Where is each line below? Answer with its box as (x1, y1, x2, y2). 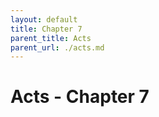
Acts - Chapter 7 (10, 86, 150, 108)
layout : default (10, 14, 78, 25)
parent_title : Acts (10, 33, 92, 43)
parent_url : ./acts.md (10, 42, 105, 53)
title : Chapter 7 (10, 24, 83, 34)
